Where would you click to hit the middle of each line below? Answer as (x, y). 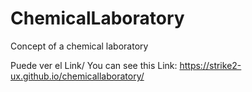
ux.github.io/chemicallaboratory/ (77, 76)
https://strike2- (210, 65)
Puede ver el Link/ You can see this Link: (94, 65)
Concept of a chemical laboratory (79, 46)
